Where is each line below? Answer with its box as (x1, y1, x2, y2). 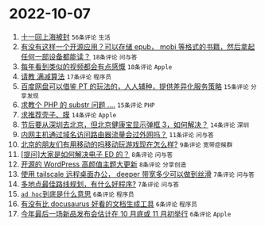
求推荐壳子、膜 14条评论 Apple (20, 109, 117, 119)
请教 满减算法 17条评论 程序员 (20, 71, 112, 81)
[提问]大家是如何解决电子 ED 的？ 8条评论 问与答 (20, 149, 173, 159)
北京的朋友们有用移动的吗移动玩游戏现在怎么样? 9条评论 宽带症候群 (20, 140, 233, 149)
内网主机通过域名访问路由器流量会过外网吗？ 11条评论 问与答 (20, 129, 214, 139)
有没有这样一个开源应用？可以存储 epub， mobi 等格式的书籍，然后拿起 (20, 41, 255, 52)
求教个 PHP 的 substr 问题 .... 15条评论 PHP (20, 100, 155, 109)
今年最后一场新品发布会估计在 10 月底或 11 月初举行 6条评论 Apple (20, 209, 232, 218)
